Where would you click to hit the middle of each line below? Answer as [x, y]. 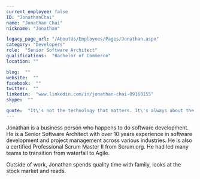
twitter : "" [22, 89]
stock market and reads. [36, 171]
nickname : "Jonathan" [33, 28]
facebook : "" [24, 83]
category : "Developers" [36, 45]
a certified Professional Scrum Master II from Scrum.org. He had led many [97, 146]
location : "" [22, 61]
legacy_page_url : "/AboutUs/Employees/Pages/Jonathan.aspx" [83, 39]
